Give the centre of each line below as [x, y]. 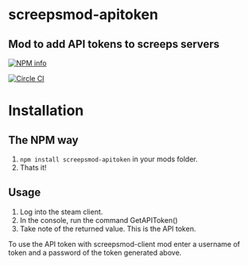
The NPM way [44, 140]
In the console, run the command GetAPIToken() [99, 220]
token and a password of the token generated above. [95, 252]
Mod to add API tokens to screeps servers [114, 44]
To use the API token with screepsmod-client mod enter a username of [124, 244]
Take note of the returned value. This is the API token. [108, 228]
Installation [46, 111]
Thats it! [33, 168]
